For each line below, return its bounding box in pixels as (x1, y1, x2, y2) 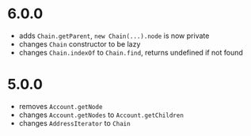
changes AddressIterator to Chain (18, 118, 131, 127)
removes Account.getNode (18, 101, 103, 111)
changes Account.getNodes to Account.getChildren (18, 110, 184, 119)
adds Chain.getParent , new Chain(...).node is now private (18, 31, 210, 40)
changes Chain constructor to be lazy (18, 39, 141, 48)
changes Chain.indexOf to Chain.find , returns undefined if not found (18, 47, 243, 57)
